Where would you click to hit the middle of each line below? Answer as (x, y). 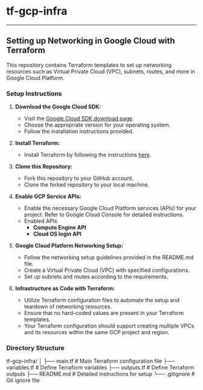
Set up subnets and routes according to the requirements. (96, 277)
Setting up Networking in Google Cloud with (91, 41)
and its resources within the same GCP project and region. (97, 332)
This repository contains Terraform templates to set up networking (89, 65)
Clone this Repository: (43, 167)
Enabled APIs (40, 221)
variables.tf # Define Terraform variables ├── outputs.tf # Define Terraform (100, 368)
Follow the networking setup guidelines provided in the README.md (109, 257)
